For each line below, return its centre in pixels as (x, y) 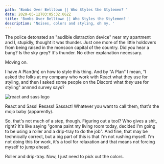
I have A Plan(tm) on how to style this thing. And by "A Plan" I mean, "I (76, 72)
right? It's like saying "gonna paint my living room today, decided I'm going (80, 126)
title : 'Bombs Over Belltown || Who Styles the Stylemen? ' (68, 19)
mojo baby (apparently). (29, 112)
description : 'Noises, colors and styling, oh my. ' (60, 23)
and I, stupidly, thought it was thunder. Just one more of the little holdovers (81, 43)
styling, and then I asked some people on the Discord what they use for (77, 82)
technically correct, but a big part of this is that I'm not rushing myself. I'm (80, 137)
